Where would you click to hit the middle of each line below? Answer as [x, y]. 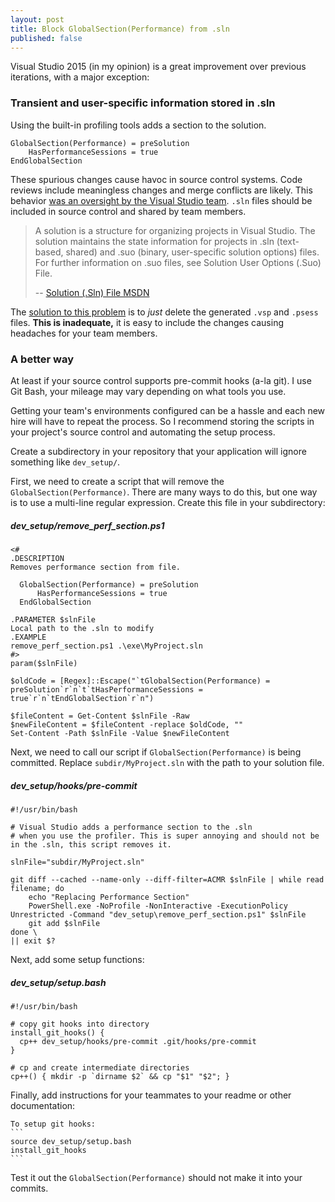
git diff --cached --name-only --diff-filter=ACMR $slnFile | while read [167, 879]
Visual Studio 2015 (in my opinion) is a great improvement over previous [158, 67]
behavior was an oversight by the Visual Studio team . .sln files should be [161, 200]
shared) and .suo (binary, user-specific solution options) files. [192, 252]
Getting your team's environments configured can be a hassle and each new [168, 410]
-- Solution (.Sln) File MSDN [92, 292]
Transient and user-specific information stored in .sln [143, 103]
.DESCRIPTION [37, 558]
